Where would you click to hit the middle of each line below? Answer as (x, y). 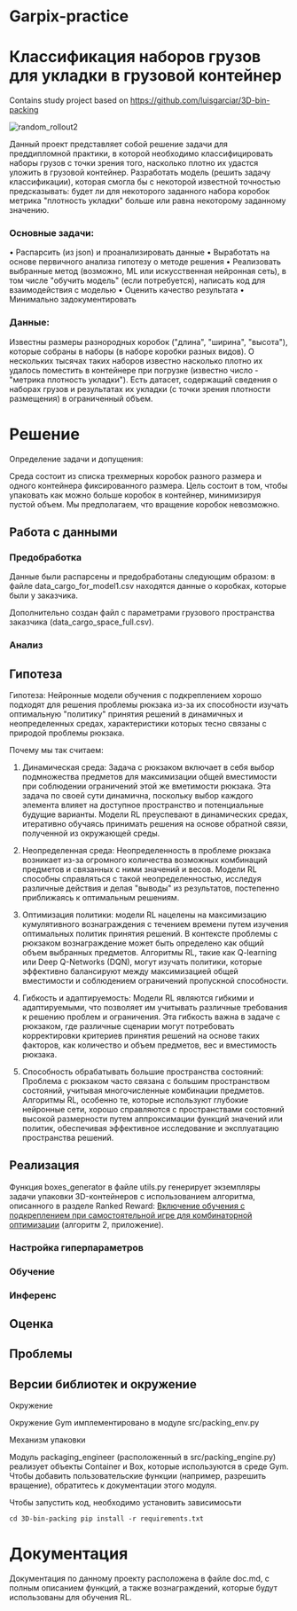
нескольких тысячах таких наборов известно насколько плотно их (136, 360)
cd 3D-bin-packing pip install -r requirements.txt (106, 1519)
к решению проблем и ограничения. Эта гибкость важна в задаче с (151, 1017)
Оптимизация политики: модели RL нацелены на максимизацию (145, 915)
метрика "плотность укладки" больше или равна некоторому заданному (148, 200)
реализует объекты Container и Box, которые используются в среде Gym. (149, 1466)
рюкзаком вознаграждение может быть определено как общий (143, 943)
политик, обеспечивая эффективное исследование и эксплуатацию (150, 1128)
